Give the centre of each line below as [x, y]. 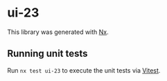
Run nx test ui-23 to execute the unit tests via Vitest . [84, 70]
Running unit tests [47, 54]
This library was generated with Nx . [58, 32]
